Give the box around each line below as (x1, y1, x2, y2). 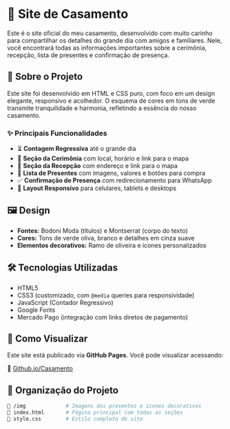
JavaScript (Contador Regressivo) (17, 298, 114, 306)
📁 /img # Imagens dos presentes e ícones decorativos (7, 403, 202, 410)
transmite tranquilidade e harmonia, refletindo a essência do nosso (7, 103, 197, 112)
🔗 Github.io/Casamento (7, 364, 74, 373)
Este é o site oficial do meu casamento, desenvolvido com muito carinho (7, 29, 213, 37)
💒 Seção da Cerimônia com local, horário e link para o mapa (17, 154, 189, 163)
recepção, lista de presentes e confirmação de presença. (7, 51, 170, 59)
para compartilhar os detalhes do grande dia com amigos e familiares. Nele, (7, 36, 222, 44)
